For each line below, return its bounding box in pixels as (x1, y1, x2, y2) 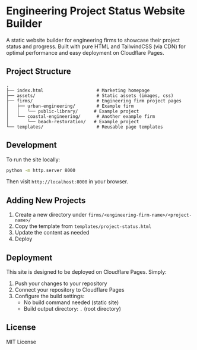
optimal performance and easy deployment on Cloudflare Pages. (6, 49, 164, 56)
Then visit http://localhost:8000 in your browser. (6, 178, 129, 185)
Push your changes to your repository (14, 280, 107, 287)
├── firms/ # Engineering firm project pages (6, 98, 182, 104)
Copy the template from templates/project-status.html (14, 223, 152, 230)
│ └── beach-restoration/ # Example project (6, 118, 139, 124)
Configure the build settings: (14, 293, 85, 300)
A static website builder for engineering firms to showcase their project (6, 36, 180, 43)
